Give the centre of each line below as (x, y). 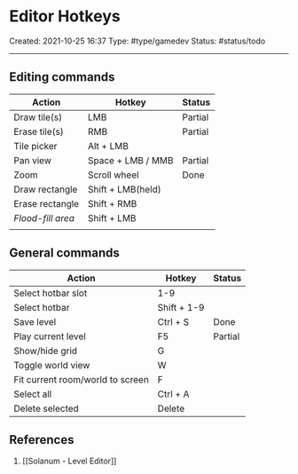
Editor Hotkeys (65, 16)
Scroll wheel (113, 175)
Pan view (32, 160)
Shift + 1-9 (181, 307)
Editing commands (62, 77)
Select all (33, 394)
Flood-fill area (44, 217)
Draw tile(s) (38, 117)
